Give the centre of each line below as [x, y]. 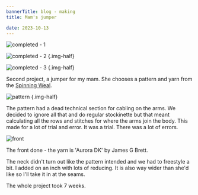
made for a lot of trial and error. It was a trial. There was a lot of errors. [92, 127]
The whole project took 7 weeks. [46, 186]
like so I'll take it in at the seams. [46, 174]
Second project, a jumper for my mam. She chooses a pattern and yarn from [99, 79]
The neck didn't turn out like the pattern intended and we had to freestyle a [98, 162]
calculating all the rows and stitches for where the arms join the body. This [97, 121]
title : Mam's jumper [32, 17]
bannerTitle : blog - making [41, 12]
